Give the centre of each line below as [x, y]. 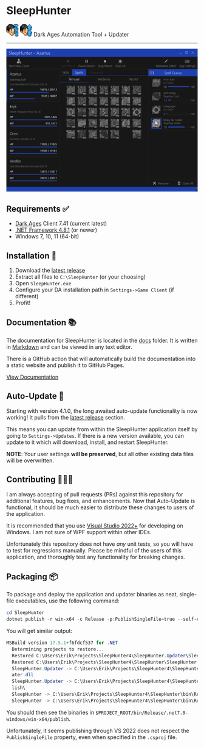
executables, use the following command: [67, 601]
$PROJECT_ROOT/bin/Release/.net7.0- [142, 713]
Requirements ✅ [38, 209]
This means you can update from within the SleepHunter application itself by [102, 429]
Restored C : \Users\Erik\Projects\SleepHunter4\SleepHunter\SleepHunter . [106, 662]
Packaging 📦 [32, 577]
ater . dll [23, 675]
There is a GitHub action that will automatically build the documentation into [101, 359]
